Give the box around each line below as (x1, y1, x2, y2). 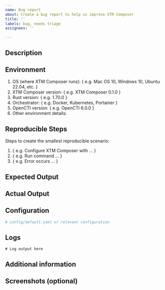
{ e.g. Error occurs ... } (12, 158, 58, 164)
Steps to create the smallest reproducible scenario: (5, 138, 110, 144)
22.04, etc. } (12, 84, 38, 90)
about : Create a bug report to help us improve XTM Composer (5, 12, 134, 17)
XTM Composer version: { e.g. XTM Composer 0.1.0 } (12, 89, 121, 95)
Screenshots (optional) (5, 277, 78, 286)
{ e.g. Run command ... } (12, 153, 62, 159)
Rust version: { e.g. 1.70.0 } (12, 95, 68, 100)
